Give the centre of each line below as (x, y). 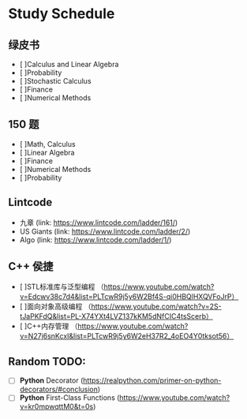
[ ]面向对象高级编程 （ (55, 307)
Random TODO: (47, 361)
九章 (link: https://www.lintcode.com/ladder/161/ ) (99, 223)
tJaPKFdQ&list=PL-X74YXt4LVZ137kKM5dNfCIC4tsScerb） (116, 316)
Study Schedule (62, 14)
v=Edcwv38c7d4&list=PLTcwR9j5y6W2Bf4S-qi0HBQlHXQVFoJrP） (129, 297)
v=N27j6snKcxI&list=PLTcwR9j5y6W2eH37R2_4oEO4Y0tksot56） (127, 336)
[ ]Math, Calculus (48, 144)
